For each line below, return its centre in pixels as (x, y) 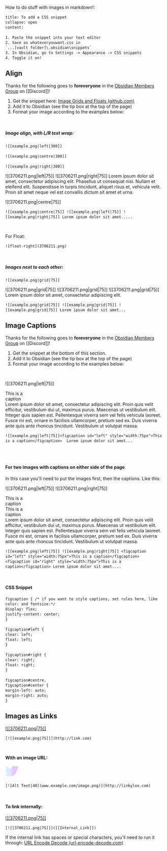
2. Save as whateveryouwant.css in (43, 43)
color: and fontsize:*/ (30, 604)
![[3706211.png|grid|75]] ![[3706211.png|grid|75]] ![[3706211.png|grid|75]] (82, 290)
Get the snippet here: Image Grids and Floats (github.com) (73, 101)
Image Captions (31, 325)
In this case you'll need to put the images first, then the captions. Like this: (83, 478)
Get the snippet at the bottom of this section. (59, 353)
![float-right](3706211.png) (36, 246)
